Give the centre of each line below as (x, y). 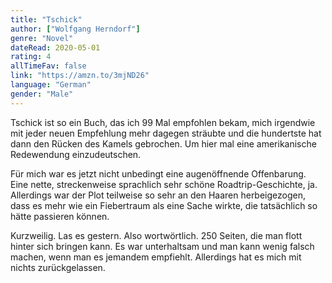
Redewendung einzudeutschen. (76, 154)
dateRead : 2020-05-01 (55, 47)
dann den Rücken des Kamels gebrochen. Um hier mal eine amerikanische (163, 143)
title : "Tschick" (46, 19)
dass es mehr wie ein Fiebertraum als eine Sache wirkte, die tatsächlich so (164, 205)
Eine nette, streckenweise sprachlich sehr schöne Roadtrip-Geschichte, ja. (164, 184)
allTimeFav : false (48, 66)
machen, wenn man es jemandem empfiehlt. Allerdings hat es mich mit (156, 257)
